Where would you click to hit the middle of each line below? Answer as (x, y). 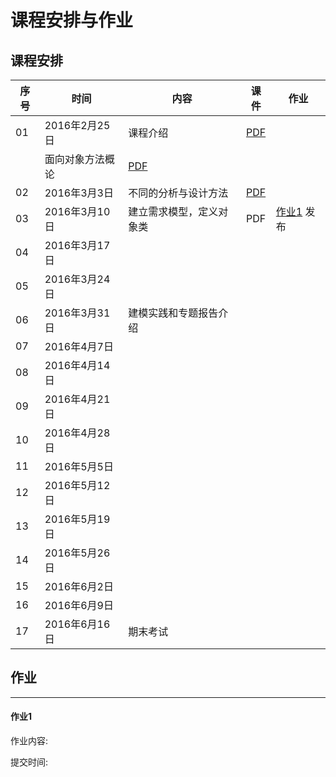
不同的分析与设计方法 (178, 193)
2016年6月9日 (79, 605)
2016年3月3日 (79, 193)
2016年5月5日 (79, 466)
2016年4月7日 (79, 346)
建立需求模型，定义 (173, 211)
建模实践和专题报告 (173, 313)
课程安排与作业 (72, 20)
